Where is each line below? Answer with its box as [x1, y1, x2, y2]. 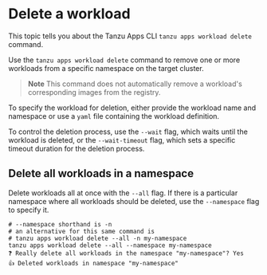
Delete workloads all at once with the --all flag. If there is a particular [8, 188, 238, 198]
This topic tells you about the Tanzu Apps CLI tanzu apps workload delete [8, 31, 253, 41]
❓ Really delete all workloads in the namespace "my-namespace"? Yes [8, 249, 245, 257]
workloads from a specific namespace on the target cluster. [8, 63, 205, 73]
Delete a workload [8, 5, 131, 23]
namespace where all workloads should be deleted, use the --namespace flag [8, 196, 260, 206]
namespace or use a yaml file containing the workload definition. [8, 111, 220, 120]
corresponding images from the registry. [27, 87, 161, 96]
